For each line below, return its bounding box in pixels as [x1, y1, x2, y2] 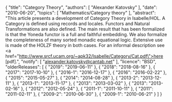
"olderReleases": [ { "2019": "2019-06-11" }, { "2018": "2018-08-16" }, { [5, 64, 156, 70]
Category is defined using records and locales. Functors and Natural [5, 20, 150, 27]
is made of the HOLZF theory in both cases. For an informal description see [5, 42, 165, 48]
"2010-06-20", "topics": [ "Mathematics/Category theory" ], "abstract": [5, 10, 156, 16]
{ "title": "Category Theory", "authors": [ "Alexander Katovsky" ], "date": [5, 5, 158, 10]
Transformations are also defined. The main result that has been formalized [5, 26, 165, 32]
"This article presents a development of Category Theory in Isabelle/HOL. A [5, 15, 165, 21]
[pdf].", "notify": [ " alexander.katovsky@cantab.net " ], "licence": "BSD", [5, 59, 157, 64]
